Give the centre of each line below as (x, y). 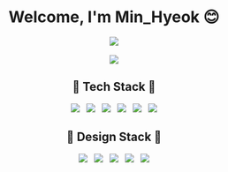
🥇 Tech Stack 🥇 (114, 87)
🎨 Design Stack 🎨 (114, 137)
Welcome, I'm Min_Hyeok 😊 (114, 17)
